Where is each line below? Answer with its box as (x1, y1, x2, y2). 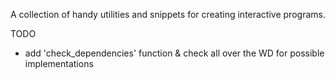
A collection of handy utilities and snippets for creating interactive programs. (10, 9, 326, 20)
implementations (24, 58, 94, 69)
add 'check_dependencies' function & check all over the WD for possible (24, 47, 325, 59)
